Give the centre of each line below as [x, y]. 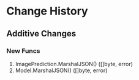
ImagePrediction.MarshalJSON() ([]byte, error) [74, 64]
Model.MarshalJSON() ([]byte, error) [61, 70]
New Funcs [23, 51]
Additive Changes [41, 34]
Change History [47, 11]
